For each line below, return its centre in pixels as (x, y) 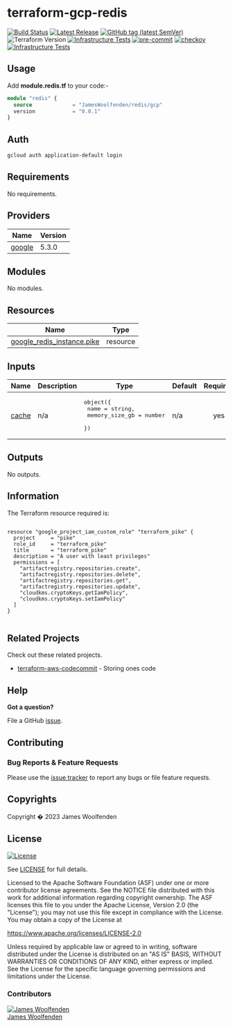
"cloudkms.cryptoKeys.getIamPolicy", (74, 593)
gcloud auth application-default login (65, 156)
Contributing (35, 742)
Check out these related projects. (55, 655)
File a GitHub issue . (35, 721)
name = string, (111, 408)
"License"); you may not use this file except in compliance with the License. (115, 912)
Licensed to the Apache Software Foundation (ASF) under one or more (108, 882)
